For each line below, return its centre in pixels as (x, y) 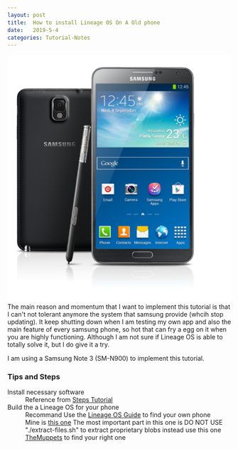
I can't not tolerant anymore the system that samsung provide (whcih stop (115, 314)
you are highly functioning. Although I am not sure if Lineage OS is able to (115, 337)
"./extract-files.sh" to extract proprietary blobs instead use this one (123, 430)
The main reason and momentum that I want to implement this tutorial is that (119, 307)
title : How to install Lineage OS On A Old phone (84, 22)
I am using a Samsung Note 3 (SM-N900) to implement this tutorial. (106, 358)
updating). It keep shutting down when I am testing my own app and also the (119, 322)
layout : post (27, 15)
